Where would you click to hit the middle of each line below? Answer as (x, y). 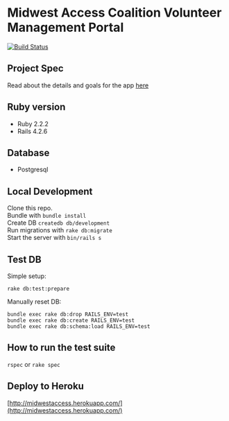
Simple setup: (27, 276)
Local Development (50, 191)
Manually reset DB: (34, 302)
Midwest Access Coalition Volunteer (114, 13)
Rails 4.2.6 (32, 131)
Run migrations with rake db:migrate (60, 230)
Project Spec (35, 68)
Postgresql (33, 170)
